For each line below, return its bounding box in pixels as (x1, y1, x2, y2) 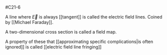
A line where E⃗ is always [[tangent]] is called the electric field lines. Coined (5, 14, 162, 19)
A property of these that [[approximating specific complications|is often (5, 38, 153, 44)
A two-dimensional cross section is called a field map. (5, 29, 117, 34)
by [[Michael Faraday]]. (5, 19, 54, 25)
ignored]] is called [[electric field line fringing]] (5, 44, 102, 49)
